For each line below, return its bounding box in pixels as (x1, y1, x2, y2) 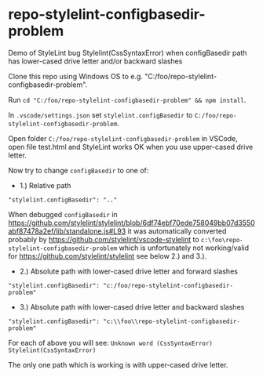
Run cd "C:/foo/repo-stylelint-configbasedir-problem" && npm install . (8, 95, 247, 104)
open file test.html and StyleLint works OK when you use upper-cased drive (8, 142, 254, 151)
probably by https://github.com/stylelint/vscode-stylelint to (8, 234, 199, 244)
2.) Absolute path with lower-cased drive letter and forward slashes (19, 266, 238, 276)
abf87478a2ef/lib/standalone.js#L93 (8, 226, 126, 236)
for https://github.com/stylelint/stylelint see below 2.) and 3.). (8, 251, 207, 260)
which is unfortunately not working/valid (119, 243, 250, 252)
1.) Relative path (19, 180, 71, 190)
